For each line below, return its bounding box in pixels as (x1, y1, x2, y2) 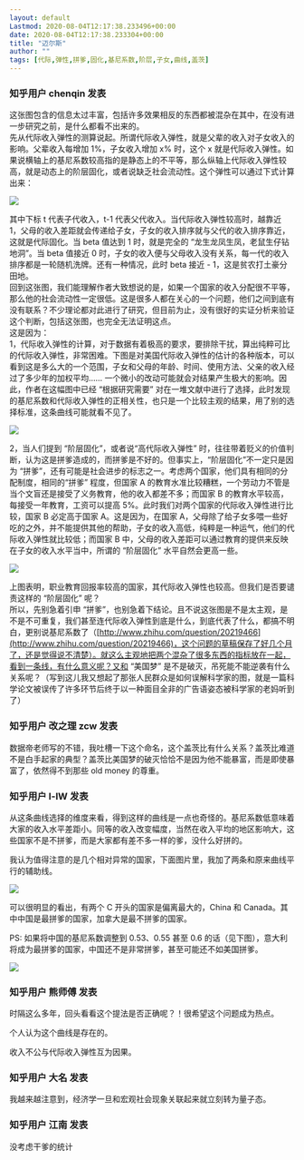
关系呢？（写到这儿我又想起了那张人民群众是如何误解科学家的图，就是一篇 (9, 673, 287, 683)
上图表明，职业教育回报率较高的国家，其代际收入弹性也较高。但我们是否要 (9, 582, 287, 593)
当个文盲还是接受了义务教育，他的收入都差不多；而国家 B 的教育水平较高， (9, 488, 290, 499)
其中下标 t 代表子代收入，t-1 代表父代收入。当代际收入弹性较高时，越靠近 (9, 214, 282, 225)
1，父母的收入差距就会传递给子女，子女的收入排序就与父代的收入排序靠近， (9, 225, 290, 236)
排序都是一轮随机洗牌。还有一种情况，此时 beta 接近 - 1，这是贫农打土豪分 (9, 260, 288, 270)
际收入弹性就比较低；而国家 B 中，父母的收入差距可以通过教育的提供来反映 (9, 534, 290, 545)
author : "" (9, 47, 51, 56)
